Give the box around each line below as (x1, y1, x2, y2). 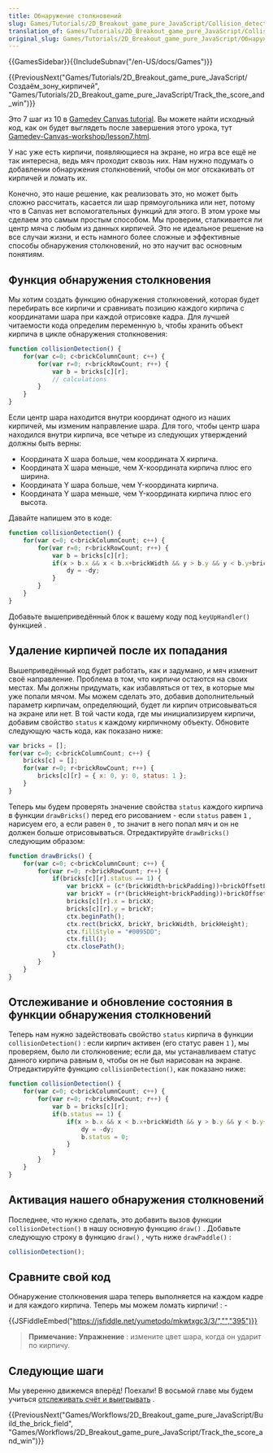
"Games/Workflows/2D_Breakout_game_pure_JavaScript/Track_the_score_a (8, 1428, 263, 1438)
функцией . (8, 620, 47, 630)
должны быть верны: (8, 438, 81, 448)
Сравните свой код (8, 1270, 111, 1284)
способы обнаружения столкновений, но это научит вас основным (8, 241, 242, 250)
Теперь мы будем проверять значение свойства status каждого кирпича (8, 802, 264, 811)
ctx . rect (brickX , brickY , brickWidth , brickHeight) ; (66, 920, 249, 928)
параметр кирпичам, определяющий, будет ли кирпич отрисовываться (8, 700, 258, 710)
